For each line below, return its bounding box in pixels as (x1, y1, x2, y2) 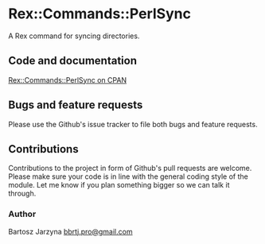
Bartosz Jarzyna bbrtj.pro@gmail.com (8, 227, 133, 236)
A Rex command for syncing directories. (8, 31, 140, 41)
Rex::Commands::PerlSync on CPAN (8, 75, 127, 84)
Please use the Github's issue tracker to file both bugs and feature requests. (8, 119, 258, 129)
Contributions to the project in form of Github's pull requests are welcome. (8, 164, 252, 173)
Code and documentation (8, 54, 138, 68)
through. (8, 188, 37, 199)
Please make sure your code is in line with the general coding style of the (8, 172, 248, 181)
